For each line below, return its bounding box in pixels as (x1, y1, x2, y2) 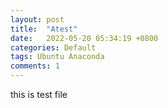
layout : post (10, 14, 65, 25)
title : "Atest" (10, 24, 78, 34)
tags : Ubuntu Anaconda (10, 52, 105, 62)
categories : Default (10, 42, 97, 53)
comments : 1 (10, 61, 60, 71)
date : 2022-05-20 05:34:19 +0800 (10, 33, 159, 43)
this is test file (10, 89, 68, 100)
